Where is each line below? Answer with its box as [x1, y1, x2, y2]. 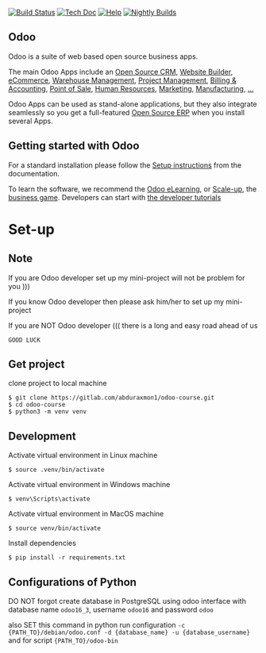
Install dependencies [8, 539, 77, 548]
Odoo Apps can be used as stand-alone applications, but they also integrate [8, 99, 258, 109]
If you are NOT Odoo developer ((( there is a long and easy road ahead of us [8, 320, 258, 330]
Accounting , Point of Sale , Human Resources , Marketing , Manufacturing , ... [8, 83, 254, 93]
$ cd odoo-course [8, 401, 66, 409]
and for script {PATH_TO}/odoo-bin [8, 636, 119, 645]
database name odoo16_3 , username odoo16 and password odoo [8, 605, 214, 615]
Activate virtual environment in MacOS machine [8, 509, 164, 519]
